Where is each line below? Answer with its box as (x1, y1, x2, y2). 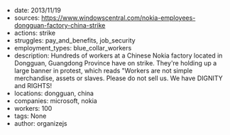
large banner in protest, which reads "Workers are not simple (13, 67, 193, 75)
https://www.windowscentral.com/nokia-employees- (41, 13, 196, 22)
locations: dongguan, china (13, 89, 94, 97)
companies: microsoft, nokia (13, 97, 97, 105)
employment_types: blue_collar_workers (13, 44, 132, 52)
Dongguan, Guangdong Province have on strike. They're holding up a (13, 59, 217, 67)
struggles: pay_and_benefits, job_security (13, 36, 136, 45)
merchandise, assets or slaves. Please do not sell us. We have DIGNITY (13, 74, 224, 82)
